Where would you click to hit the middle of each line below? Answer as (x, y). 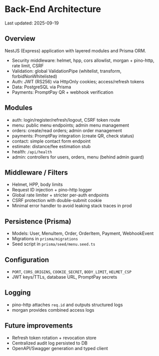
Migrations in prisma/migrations (45, 239)
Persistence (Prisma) (38, 221)
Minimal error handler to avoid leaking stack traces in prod (72, 206)
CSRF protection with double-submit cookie (57, 200)
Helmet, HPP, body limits (37, 184)
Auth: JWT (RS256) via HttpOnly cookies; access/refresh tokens (78, 81)
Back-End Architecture (53, 9)
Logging (18, 293)
